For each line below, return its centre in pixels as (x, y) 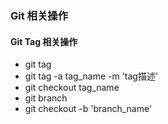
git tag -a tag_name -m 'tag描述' (91, 76)
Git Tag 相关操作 (44, 41)
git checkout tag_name (72, 88)
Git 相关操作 (39, 15)
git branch (46, 98)
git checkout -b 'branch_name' (88, 109)
